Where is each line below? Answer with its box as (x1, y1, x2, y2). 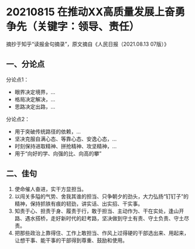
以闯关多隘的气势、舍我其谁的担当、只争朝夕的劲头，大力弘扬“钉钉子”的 (14, 193, 189, 200)
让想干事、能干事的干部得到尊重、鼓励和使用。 (14, 237, 128, 244)
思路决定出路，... (14, 103, 56, 110)
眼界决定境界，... (14, 88, 56, 95)
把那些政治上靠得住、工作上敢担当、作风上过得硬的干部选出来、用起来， (14, 229, 189, 236)
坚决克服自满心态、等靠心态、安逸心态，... (14, 135, 117, 142)
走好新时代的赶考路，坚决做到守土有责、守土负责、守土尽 (50, 214, 189, 221)
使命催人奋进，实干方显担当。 (14, 185, 87, 192)
